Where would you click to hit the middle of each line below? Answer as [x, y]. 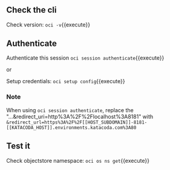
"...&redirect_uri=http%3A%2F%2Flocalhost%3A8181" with [80, 116]
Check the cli [31, 10]
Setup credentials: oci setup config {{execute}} [66, 81]
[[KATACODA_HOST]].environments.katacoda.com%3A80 [71, 127]
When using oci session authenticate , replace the [70, 110]
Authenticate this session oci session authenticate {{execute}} [85, 58]
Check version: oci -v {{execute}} [48, 24]
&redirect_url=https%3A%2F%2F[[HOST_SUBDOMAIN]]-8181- [77, 122]
